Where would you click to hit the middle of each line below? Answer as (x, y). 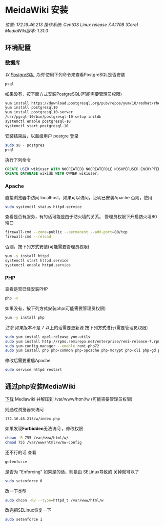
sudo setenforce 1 (24, 520)
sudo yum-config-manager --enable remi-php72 (52, 346)
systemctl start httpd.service (37, 261)
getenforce (16, 462)
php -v (12, 298)
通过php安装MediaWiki (41, 386)
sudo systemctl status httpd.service (43, 207)
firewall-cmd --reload (28, 237)
